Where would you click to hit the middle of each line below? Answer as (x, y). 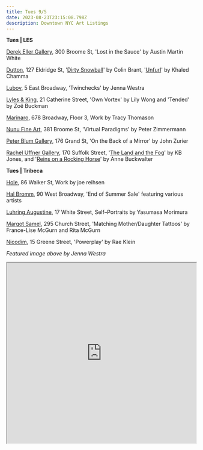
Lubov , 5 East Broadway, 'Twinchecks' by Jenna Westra (76, 88)
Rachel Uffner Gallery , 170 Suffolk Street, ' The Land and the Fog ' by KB (94, 153)
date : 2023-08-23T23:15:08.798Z (47, 17)
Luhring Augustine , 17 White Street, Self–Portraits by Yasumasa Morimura (97, 212)
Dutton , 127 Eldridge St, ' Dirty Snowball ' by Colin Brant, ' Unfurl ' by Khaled (98, 70)
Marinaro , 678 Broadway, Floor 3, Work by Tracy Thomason (80, 117)
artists (14, 201)
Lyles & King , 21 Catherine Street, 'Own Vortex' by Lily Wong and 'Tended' (98, 99)
